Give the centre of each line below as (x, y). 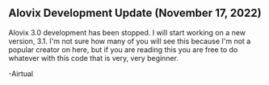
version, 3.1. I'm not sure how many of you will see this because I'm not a (130, 41)
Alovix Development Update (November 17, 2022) (135, 13)
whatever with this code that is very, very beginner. (94, 58)
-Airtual (21, 73)
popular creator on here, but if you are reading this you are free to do (123, 49)
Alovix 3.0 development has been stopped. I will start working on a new (127, 32)
